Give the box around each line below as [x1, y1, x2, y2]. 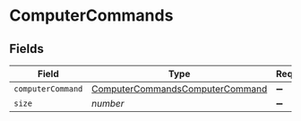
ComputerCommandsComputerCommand [90, 82, 268, 95]
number [90, 98, 125, 109]
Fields [9, 41, 45, 56]
